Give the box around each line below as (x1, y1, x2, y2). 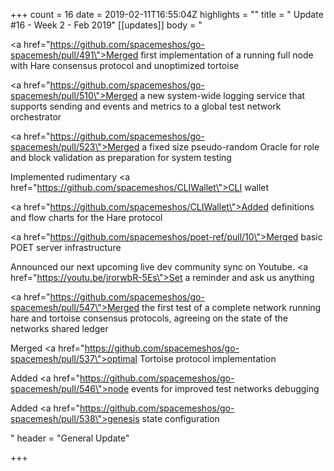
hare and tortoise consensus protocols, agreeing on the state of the (10, 312, 288, 324)
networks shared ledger (10, 323, 109, 334)
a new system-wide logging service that (139, 90, 306, 101)
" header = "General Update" (10, 432, 130, 444)
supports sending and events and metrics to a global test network (10, 100, 282, 112)
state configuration (141, 413, 220, 424)
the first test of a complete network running (141, 302, 322, 313)
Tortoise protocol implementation (139, 353, 277, 364)
